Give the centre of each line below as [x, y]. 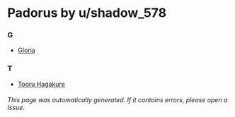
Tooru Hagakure [41, 84]
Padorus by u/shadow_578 [87, 13]
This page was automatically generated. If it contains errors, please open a [117, 100]
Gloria [26, 50]
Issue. [16, 108]
